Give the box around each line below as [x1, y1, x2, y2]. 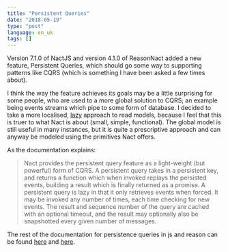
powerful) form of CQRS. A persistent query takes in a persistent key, [23, 167, 218, 175]
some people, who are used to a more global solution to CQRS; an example [7, 96, 218, 104]
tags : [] [7, 36, 32, 42]
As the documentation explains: [7, 146, 96, 154]
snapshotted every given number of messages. [23, 217, 157, 225]
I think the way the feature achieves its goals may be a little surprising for [7, 89, 213, 98]
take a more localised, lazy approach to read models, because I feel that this [7, 111, 222, 120]
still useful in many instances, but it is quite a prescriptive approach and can [7, 126, 220, 134]
